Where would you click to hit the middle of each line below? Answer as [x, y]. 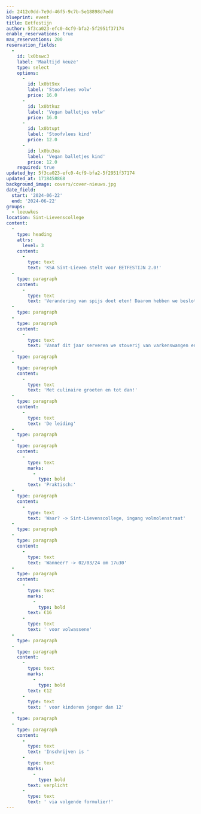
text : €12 [40, 691]
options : [28, 73]
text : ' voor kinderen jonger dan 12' [76, 707]
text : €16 [40, 613]
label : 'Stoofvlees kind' [60, 134]
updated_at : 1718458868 [36, 179]
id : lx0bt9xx [44, 84]
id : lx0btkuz [44, 106]
